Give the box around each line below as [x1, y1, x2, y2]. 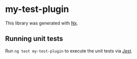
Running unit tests [5, 34, 63, 43]
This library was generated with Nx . [5, 20, 78, 26]
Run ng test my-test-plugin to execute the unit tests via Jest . [5, 47, 133, 53]
